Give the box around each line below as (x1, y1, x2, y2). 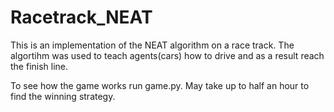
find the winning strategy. (10, 90, 116, 102)
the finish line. (10, 60, 69, 72)
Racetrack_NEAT (10, 6, 153, 29)
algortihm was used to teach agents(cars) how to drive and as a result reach (10, 49, 325, 61)
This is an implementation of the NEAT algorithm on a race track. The (10, 39, 295, 51)
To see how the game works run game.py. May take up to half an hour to (10, 79, 310, 91)
